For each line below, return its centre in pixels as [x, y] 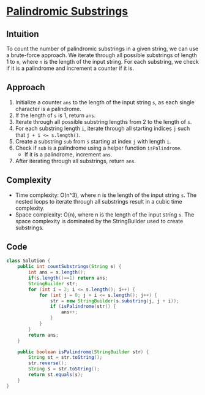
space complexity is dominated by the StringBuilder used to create [99, 221]
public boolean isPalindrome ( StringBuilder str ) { [83, 352]
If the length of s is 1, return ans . [55, 115]
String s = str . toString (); [64, 369]
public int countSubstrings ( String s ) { [69, 267]
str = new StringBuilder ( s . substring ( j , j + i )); [114, 301]
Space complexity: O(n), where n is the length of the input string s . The [105, 214]
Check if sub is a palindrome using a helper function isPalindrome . [99, 148]
